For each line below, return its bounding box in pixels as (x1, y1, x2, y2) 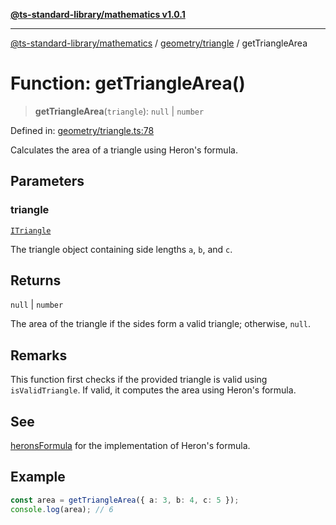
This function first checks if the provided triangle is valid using (10, 374, 268, 386)
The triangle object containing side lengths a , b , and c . (10, 243, 233, 255)
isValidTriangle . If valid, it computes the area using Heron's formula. (10, 384, 297, 396)
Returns (10, 272, 62, 289)
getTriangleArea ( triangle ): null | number (34, 105, 205, 117)
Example (10, 469, 66, 486)
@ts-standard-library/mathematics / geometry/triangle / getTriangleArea (10, 37, 308, 49)
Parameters (10, 173, 85, 190)
